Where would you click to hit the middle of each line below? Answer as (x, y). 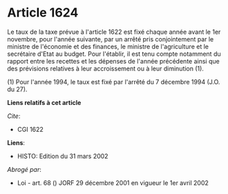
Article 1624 (43, 13)
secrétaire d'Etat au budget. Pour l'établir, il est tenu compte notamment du (114, 54)
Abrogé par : (24, 169)
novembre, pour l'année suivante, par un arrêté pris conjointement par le (111, 39)
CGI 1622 (30, 129)
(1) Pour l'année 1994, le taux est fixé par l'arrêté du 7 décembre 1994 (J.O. (114, 81)
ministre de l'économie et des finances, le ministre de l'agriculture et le (108, 46)
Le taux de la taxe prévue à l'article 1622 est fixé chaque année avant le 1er (114, 32)
